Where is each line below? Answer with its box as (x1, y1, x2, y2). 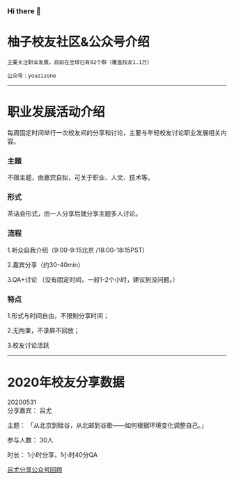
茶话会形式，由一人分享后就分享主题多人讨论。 (7, 209, 141, 218)
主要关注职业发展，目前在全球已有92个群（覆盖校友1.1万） (7, 58, 153, 65)
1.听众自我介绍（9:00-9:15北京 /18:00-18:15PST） (7, 246, 149, 254)
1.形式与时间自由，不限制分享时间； (7, 311, 109, 319)
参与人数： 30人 (7, 435, 54, 444)
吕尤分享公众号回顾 (7, 465, 63, 474)
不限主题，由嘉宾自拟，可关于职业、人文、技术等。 (7, 173, 154, 182)
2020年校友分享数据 (7, 375, 125, 390)
